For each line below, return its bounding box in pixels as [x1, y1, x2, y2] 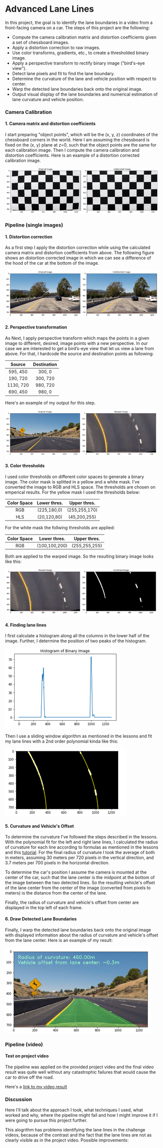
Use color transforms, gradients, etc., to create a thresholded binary [12, 50, 149, 56]
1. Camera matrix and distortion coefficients [5, 121, 96, 126]
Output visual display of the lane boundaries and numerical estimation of [12, 91, 158, 97]
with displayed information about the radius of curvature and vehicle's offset [5, 932, 159, 938]
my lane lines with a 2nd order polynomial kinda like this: [5, 738, 118, 744]
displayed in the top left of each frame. [5, 905, 83, 911]
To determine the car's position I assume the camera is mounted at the [5, 869, 147, 875]
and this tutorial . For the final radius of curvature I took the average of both [5, 850, 155, 856]
